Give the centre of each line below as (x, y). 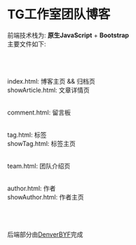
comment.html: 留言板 (39, 112)
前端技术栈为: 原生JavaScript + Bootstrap (68, 35)
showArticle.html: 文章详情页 (48, 90)
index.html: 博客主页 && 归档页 (52, 81)
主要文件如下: (27, 44)
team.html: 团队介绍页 (39, 166)
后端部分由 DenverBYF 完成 (45, 234)
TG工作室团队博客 (59, 14)
